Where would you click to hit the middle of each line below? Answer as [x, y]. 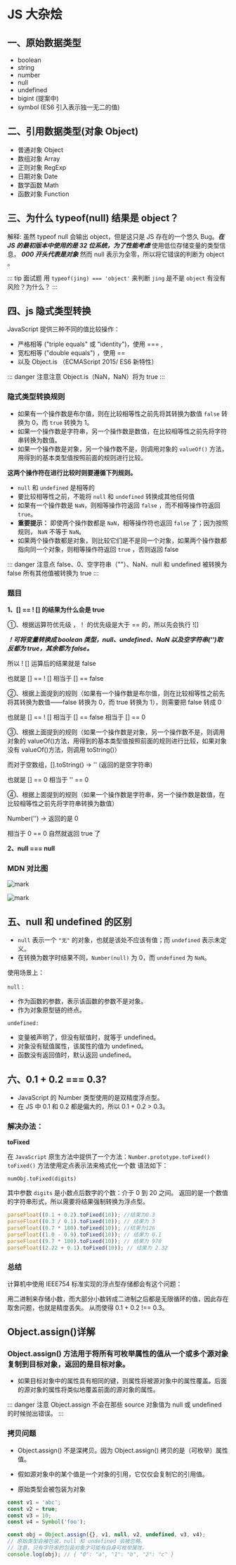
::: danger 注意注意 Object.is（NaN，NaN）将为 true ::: [86, 377]
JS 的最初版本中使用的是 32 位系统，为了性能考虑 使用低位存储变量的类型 [113, 245]
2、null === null [31, 848]
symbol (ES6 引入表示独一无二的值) [68, 107]
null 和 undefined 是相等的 [56, 488]
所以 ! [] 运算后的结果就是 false [52, 664]
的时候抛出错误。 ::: [36, 1414]
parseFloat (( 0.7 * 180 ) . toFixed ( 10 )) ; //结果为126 [81, 1228]
